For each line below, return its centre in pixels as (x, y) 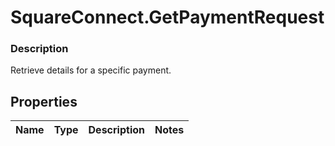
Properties (44, 101)
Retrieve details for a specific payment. (91, 70)
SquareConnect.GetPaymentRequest (167, 17)
